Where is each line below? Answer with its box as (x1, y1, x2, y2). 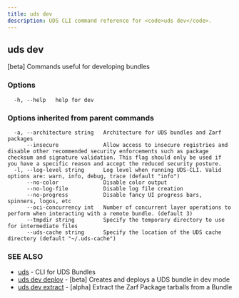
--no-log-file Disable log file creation (26, 185, 183, 192)
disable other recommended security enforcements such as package (7, 148, 209, 155)
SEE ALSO (7, 251, 44, 261)
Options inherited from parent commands (7, 113, 155, 123)
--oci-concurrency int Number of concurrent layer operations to (26, 204, 232, 211)
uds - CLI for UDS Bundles (17, 268, 96, 277)
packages (7, 135, 34, 143)
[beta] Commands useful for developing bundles (7, 62, 150, 71)
